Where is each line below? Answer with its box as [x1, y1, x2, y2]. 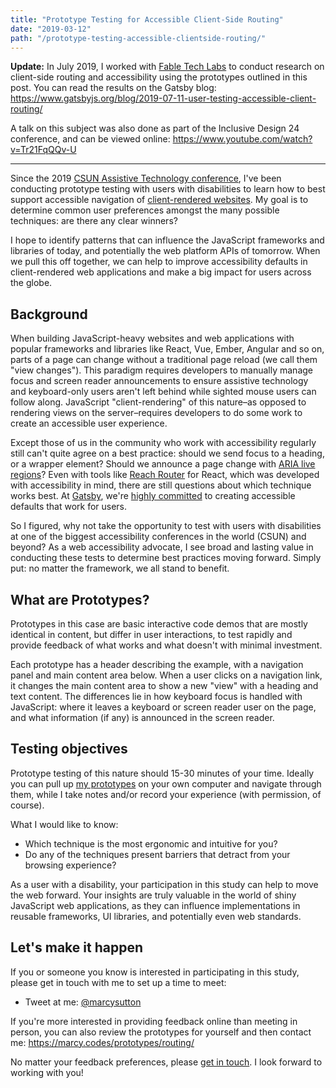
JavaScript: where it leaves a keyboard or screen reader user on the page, [10, 701, 317, 713]
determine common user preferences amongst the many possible [10, 204, 280, 216]
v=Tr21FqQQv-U [10, 144, 77, 156]
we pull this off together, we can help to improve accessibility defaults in [10, 256, 308, 268]
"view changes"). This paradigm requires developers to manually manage [10, 364, 313, 376]
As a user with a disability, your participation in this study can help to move [10, 878, 319, 890]
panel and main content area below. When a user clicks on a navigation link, [10, 669, 323, 681]
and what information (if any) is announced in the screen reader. [10, 712, 275, 723]
